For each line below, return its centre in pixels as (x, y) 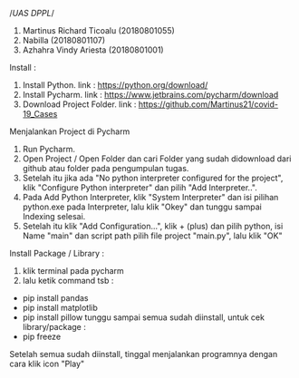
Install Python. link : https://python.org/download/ (115, 85)
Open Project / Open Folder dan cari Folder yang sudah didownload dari (157, 159)
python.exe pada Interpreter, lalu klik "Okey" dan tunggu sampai (142, 207)
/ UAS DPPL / (32, 13)
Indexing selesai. (54, 216)
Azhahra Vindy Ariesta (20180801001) (93, 50)
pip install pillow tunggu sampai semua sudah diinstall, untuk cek (144, 317)
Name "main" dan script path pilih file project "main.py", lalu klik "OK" (152, 236)
